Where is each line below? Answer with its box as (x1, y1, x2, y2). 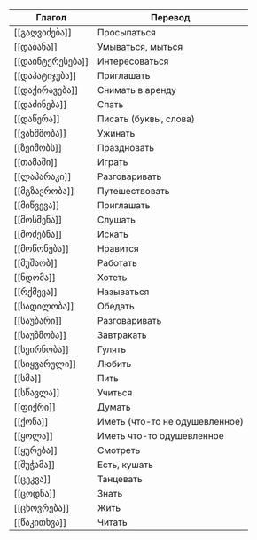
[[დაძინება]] (13, 98, 67, 110)
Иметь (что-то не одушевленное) (97, 416, 244, 427)
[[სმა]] (13, 372, 42, 384)
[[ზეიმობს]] (13, 142, 62, 153)
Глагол (35, 12, 66, 23)
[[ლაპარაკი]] (13, 170, 72, 183)
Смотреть (97, 444, 141, 456)
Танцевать (97, 473, 144, 485)
